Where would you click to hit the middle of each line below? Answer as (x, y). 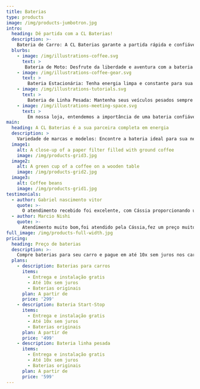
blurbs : (21, 51)
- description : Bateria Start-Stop (61, 305)
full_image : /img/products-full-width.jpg (60, 233)
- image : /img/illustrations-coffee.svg (68, 56)
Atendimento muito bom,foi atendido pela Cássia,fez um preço (101, 227)
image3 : (21, 178)
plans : (20, 261)
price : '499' (38, 338)
